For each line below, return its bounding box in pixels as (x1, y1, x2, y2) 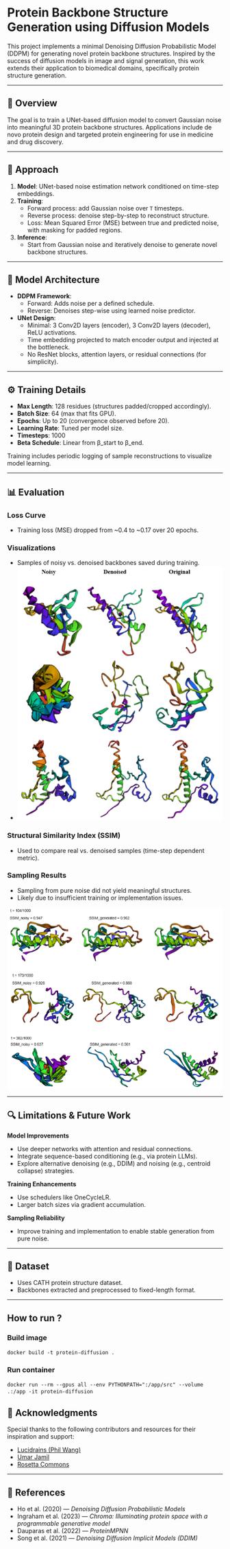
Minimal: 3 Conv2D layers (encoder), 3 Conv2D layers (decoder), (27, 321, 211, 330)
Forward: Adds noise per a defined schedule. (27, 300, 155, 308)
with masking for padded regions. (27, 226, 123, 234)
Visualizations (7, 543, 56, 553)
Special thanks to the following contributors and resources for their (7, 1425, 196, 1434)
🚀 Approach (7, 164, 59, 176)
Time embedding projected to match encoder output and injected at (27, 336, 219, 344)
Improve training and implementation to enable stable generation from (16, 1227, 214, 1235)
